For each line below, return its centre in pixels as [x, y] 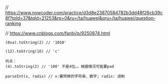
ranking [13, 23]
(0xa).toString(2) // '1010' [36, 43]
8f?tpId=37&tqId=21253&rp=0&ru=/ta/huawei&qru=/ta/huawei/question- [80, 18]
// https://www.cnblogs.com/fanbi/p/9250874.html [58, 33]
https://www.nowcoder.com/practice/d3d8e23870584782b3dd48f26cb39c [84, 13]
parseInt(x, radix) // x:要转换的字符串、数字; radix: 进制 [65, 76]
